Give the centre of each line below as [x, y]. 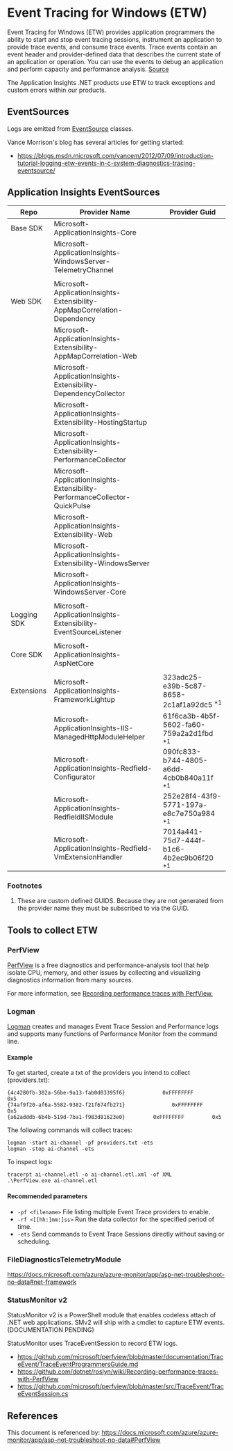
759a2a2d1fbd [188, 733]
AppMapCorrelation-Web [95, 356]
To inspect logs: [30, 1162]
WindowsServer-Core [90, 592]
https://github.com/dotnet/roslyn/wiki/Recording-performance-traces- [118, 1372]
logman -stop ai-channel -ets [51, 1149]
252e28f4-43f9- [192, 796]
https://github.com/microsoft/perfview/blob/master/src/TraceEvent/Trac [120, 1386]
